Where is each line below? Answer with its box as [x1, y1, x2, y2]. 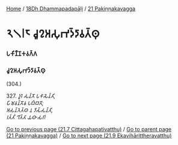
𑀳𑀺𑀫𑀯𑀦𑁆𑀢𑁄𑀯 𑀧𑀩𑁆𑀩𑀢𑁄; [6, 99, 44, 107]
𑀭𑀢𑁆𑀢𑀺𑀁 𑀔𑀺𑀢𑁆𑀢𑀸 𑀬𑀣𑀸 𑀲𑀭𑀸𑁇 [6, 114, 46, 121]
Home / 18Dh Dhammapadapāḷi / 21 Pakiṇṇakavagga [6, 5, 136, 12]
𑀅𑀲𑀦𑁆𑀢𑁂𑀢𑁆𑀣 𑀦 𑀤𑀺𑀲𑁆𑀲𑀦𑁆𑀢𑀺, [6, 107, 53, 114]
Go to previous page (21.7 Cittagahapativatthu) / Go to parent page [6, 126, 172, 133]
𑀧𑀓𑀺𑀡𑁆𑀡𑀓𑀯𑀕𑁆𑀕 [6, 50, 38, 58]
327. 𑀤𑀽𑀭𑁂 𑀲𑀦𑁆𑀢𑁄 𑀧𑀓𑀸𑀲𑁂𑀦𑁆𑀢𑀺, [6, 92, 56, 99]
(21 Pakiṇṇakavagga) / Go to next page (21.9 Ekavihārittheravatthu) [6, 132, 172, 140]
